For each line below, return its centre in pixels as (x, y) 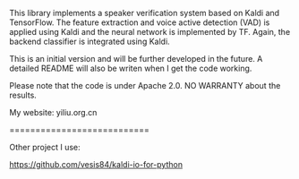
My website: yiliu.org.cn (53, 112)
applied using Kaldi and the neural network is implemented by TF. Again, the (150, 32)
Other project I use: (45, 147)
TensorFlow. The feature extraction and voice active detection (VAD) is (140, 22)
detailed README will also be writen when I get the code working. (131, 68)
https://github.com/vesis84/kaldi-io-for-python (96, 164)
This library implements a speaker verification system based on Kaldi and (145, 13)
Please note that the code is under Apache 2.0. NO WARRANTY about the (145, 85)
